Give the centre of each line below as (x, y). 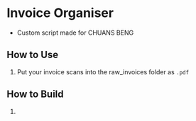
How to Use (33, 55)
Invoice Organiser (60, 13)
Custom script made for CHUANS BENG (75, 33)
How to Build (36, 94)
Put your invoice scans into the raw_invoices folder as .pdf (103, 71)
